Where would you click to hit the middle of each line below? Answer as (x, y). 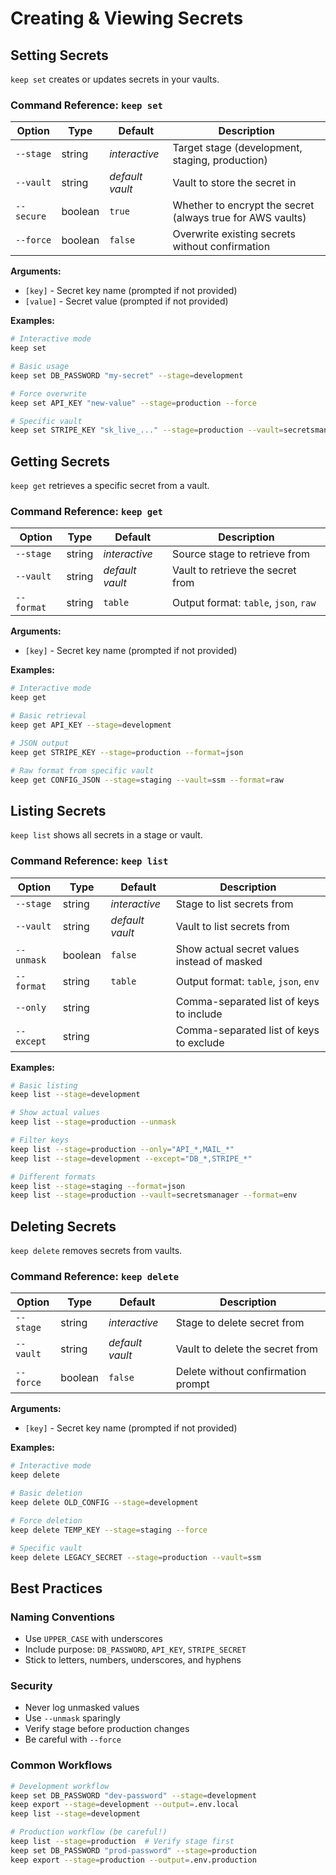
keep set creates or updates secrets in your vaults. (115, 79)
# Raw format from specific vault (82, 770)
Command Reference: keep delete (95, 1276)
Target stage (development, (237, 148)
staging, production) (220, 160)
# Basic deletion (46, 1493)
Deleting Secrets (63, 1226)
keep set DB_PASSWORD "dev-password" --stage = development (133, 1795)
